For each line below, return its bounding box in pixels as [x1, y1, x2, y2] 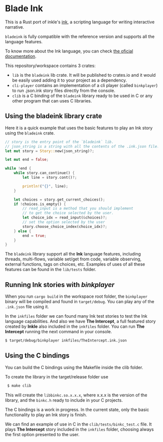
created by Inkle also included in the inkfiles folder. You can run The [5, 323, 145, 329]
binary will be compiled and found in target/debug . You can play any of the [5, 299, 154, 305]
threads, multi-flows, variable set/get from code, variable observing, [5, 256, 142, 262]
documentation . [5, 53, 37, 59]
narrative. [5, 24, 24, 30]
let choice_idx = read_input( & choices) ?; [22, 215, 108, 220]
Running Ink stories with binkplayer [5, 280, 115, 289]
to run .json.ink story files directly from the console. [12, 87, 115, 93]
